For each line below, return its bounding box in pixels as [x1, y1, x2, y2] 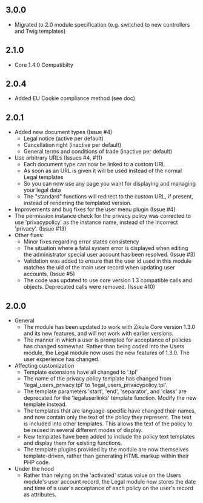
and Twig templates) [14, 27, 66, 35]
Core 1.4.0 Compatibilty [14, 61, 74, 69]
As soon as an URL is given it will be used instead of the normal [23, 167, 182, 175]
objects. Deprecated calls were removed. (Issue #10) [23, 283, 156, 291]
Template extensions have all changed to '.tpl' [23, 368, 138, 376]
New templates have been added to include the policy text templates [23, 433, 195, 441]
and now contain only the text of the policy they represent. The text [23, 414, 192, 421]
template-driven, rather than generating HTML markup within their [23, 452, 189, 460]
